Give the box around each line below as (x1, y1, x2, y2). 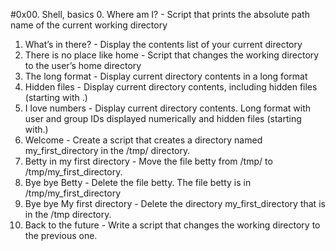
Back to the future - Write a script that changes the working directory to (24, 219, 321, 231)
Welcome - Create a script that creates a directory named (24, 134, 263, 146)
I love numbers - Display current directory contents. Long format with (24, 102, 312, 114)
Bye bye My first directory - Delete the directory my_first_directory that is (24, 198, 326, 209)
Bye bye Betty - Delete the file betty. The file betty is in (24, 177, 252, 188)
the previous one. (24, 230, 98, 241)
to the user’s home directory (24, 60, 142, 71)
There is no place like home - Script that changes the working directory (24, 49, 320, 61)
